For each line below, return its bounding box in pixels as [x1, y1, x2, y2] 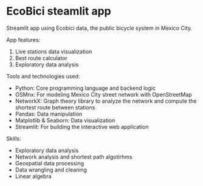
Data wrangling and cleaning [15, 166, 87, 173]
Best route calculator [15, 54, 68, 61]
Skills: [6, 135, 21, 142]
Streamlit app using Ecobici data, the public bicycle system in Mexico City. [6, 24, 193, 32]
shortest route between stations [15, 103, 95, 111]
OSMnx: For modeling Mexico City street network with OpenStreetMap [15, 91, 193, 98]
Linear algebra [15, 172, 52, 180]
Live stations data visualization [15, 47, 92, 55]
